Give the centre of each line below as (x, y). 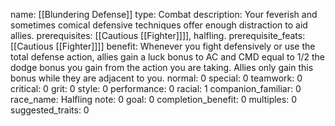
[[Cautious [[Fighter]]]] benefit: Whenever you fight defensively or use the (163, 46)
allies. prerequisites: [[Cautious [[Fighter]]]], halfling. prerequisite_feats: (158, 35)
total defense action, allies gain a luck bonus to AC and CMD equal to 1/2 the (167, 57)
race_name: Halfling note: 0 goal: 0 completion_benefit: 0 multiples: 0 (153, 99)
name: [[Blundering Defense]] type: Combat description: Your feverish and (164, 14)
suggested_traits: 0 (50, 110)
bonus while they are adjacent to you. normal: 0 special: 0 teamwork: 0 (156, 78)
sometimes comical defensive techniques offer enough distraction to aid (159, 25)
